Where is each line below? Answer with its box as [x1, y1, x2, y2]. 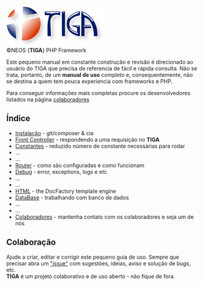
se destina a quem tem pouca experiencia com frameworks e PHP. [6, 78, 173, 85]
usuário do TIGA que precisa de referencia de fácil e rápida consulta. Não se [6, 65, 198, 72]
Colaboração [6, 237, 56, 248]
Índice [6, 113, 30, 124]
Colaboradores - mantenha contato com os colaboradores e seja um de [15, 213, 194, 221]
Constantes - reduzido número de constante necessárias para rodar [15, 142, 185, 150]
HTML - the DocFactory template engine [15, 187, 116, 195]
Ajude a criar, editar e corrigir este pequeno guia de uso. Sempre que [6, 253, 179, 261]
